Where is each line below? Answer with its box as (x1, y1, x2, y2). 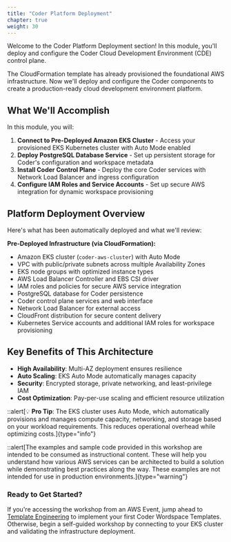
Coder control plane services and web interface (17, 297, 153, 304)
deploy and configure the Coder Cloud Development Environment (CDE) (7, 49, 212, 57)
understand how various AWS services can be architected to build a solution (7, 457, 224, 466)
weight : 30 (7, 23, 39, 30)
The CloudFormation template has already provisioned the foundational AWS (7, 70, 225, 78)
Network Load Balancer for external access (17, 304, 141, 312)
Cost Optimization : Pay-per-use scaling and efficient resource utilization (17, 394, 225, 402)
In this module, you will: (7, 123, 74, 131)
